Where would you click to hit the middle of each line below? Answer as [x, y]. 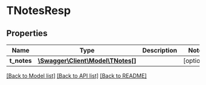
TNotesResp [39, 11]
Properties [27, 33]
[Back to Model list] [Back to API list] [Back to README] [77, 76]
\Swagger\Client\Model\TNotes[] [87, 61]
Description [160, 50]
